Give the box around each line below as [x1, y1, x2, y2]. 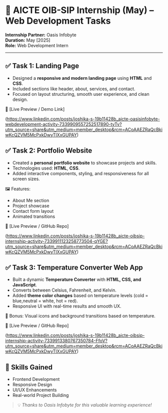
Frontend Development [12, 376, 60, 382]
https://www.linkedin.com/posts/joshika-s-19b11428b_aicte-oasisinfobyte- [6, 115, 160, 122]
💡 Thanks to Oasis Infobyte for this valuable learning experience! [17, 402, 152, 408]
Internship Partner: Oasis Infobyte [5, 32, 76, 38]
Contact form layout [12, 208, 54, 214]
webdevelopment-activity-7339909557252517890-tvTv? [5, 121, 122, 127]
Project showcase [12, 203, 49, 209]
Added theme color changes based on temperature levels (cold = [12, 293, 148, 299]
